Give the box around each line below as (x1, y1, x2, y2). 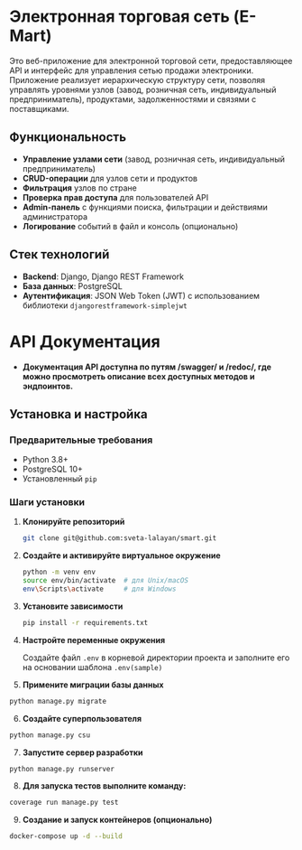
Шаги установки (9, 496, 86, 509)
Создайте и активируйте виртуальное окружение (22, 550, 221, 561)
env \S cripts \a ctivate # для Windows (22, 584, 177, 593)
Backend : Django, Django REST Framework (22, 271, 185, 282)
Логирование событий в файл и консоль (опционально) (22, 220, 239, 231)
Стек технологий (9, 247, 110, 263)
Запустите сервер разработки (22, 747, 143, 758)
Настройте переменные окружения (22, 634, 165, 645)
